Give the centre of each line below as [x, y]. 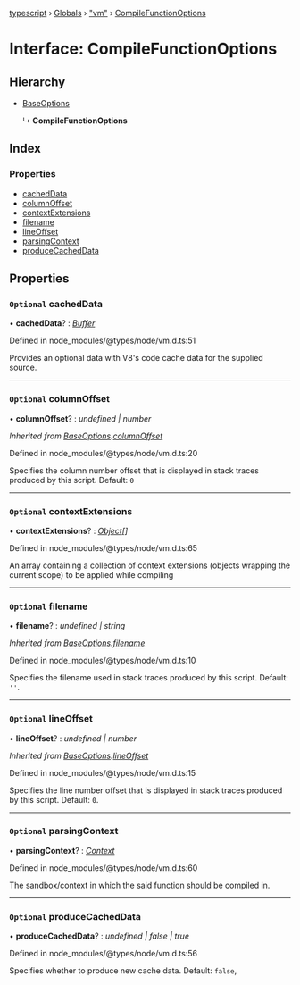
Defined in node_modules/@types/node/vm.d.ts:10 [103, 661]
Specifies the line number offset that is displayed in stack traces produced [146, 790]
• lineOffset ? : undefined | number [73, 738]
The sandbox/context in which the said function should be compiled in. [140, 885]
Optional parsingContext [64, 831]
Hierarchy [37, 82]
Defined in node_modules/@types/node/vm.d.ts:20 [104, 453]
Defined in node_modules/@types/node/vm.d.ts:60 [104, 868]
